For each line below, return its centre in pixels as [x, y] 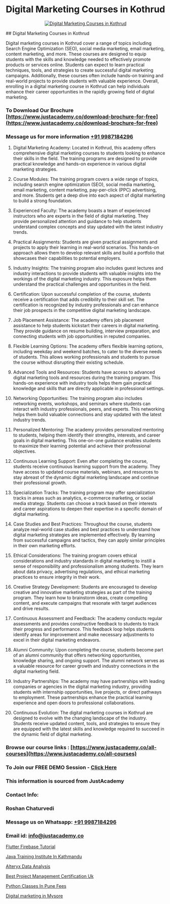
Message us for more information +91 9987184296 [70, 137]
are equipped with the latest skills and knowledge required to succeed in [89, 729]
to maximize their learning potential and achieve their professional [82, 446]
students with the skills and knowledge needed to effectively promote [78, 59]
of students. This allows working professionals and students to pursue [86, 357]
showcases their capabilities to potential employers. [67, 258]
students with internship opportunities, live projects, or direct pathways [87, 692]
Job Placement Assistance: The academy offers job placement [78, 320]
